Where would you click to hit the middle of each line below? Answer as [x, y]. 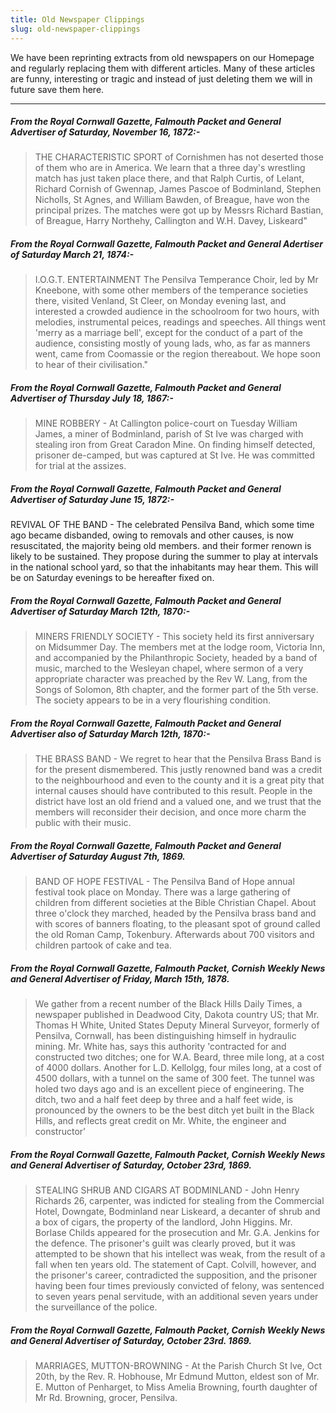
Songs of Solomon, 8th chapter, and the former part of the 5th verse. [176, 690]
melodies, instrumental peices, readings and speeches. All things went [180, 322]
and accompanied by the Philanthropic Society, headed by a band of [176, 658]
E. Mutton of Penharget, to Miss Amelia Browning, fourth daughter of [176, 1387]
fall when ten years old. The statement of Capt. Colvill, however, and [175, 1265]
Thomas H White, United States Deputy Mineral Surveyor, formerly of [177, 1025]
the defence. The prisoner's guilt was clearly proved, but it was [165, 1243]
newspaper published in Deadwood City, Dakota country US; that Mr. [177, 1015]
